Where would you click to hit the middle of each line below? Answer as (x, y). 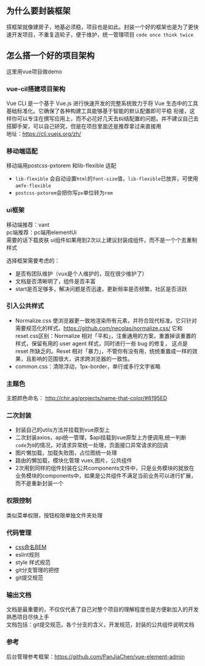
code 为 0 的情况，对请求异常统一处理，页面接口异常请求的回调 (92, 445)
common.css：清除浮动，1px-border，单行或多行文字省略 (88, 366)
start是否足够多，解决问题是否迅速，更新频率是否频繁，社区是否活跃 (101, 288)
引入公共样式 (25, 306)
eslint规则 (27, 554)
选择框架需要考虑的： (33, 260)
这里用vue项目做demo (34, 71)
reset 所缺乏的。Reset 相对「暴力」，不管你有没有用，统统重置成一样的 (104, 351)
